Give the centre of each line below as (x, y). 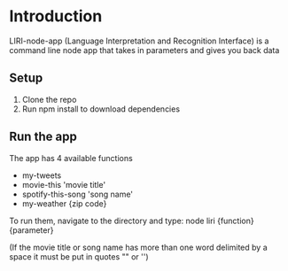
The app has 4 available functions (71, 158)
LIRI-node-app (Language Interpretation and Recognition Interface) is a (139, 41)
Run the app (43, 137)
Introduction (56, 16)
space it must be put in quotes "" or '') (79, 256)
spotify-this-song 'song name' (78, 194)
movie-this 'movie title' (64, 184)
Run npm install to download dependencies (101, 109)
